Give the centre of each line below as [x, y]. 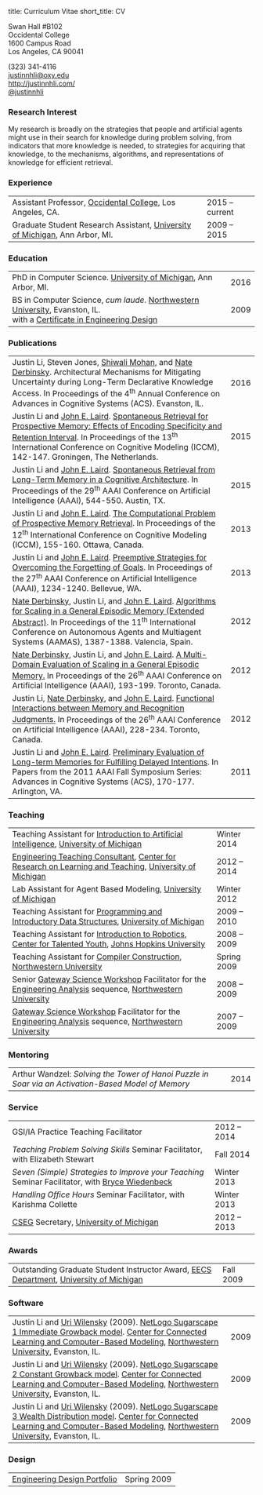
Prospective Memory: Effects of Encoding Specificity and [117, 425]
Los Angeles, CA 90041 [46, 51]
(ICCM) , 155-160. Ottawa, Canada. [78, 545]
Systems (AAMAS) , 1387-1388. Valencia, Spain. [103, 642]
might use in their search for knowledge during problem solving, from [120, 137]
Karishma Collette [45, 1204]
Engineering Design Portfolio [65, 1479]
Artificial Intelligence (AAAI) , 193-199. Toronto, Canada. [117, 686]
